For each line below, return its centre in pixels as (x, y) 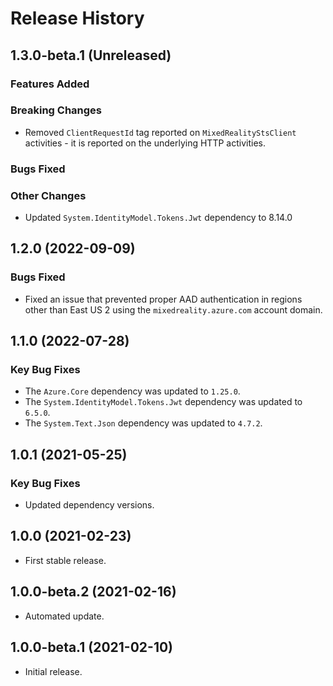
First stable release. (65, 560)
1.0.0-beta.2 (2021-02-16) (93, 592)
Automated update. (64, 616)
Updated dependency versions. (89, 505)
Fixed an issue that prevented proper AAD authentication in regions (163, 299)
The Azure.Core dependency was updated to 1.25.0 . (132, 391)
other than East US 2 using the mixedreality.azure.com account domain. (173, 309)
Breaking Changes (56, 110)
